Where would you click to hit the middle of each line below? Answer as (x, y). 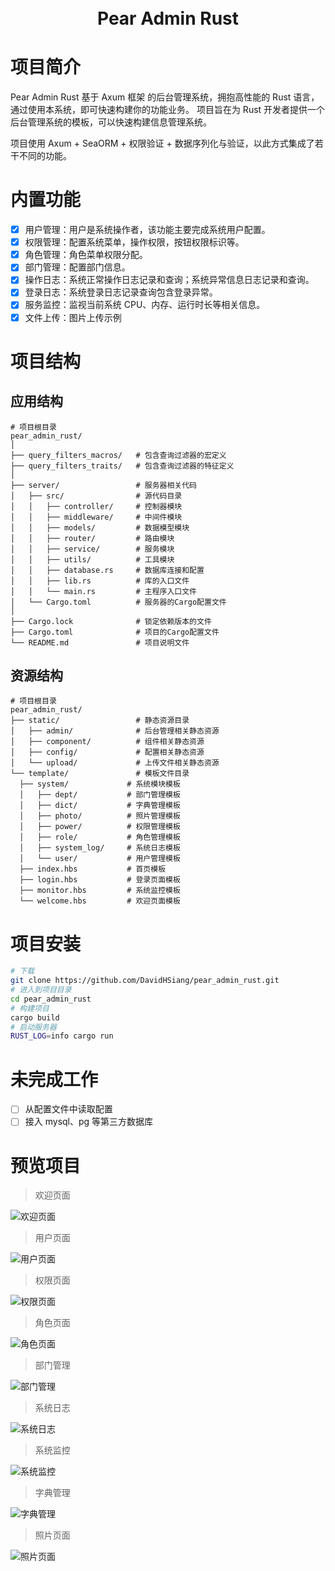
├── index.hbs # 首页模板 (93, 869)
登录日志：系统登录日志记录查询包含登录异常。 (121, 292)
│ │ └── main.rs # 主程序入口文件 (103, 591)
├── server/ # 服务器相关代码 (103, 485)
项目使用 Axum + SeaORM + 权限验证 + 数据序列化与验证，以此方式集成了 (162, 143)
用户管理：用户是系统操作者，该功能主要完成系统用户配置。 (147, 230)
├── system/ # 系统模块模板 (100, 784)
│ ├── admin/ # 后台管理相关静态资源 (115, 731)
